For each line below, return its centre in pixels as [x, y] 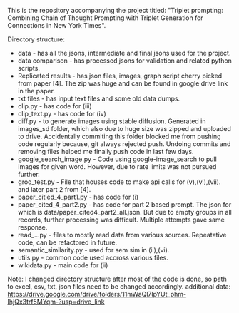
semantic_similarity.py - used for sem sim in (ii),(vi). [93, 250]
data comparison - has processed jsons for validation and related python [124, 61]
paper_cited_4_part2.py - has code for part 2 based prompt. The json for [124, 205]
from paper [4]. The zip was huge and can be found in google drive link [123, 83]
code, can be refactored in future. [67, 242]
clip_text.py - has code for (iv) [62, 114]
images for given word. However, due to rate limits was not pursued [117, 166]
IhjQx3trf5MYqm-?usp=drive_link [56, 302]
